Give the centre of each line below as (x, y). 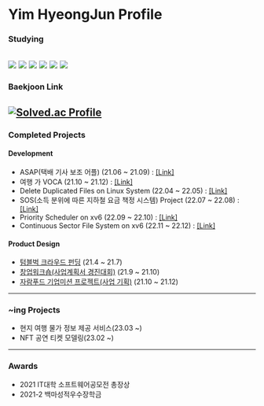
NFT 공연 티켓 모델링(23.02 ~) (66, 338)
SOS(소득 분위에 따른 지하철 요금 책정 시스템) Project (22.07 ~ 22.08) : (129, 200)
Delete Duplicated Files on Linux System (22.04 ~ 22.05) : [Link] (123, 190)
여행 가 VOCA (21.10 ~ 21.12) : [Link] (76, 182)
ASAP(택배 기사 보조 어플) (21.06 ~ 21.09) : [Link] (97, 172)
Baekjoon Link (36, 87)
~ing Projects (34, 310)
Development (31, 153)
